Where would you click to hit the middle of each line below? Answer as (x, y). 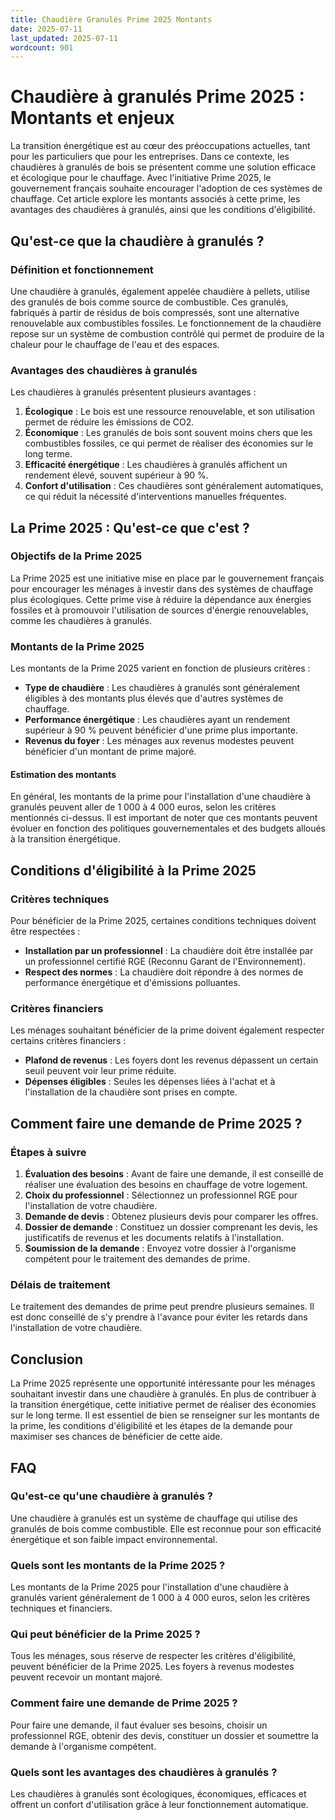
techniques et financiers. (61, 1608)
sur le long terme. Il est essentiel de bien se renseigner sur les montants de (165, 1415)
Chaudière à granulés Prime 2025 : (157, 97)
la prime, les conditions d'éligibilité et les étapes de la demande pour (151, 1426)
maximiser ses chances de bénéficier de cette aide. (116, 1437)
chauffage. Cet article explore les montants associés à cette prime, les (155, 199)
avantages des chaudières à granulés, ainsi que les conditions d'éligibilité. (163, 210)
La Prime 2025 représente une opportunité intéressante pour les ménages (163, 1383)
